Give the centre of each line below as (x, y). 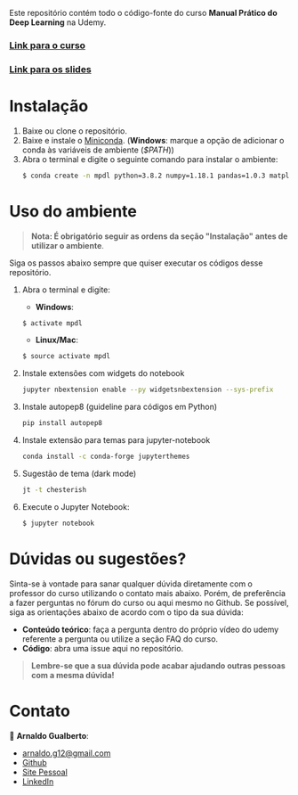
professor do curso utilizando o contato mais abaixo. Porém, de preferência (148, 593)
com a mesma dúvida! (72, 675)
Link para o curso (48, 45)
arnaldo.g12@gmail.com (66, 753)
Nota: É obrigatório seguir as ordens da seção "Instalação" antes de (159, 236)
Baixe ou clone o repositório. (74, 131)
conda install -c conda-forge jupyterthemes (106, 457)
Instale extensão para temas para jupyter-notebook (116, 440)
